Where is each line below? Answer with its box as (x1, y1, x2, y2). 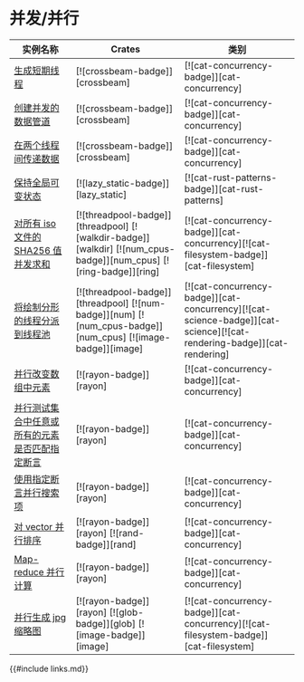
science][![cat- (184, 325, 251, 338)
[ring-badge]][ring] (75, 264, 160, 277)
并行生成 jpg (14, 610, 66, 623)
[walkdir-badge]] (75, 231, 151, 244)
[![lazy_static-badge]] (75, 177, 170, 189)
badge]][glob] (75, 617, 137, 629)
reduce (14, 565, 44, 578)
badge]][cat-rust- (184, 182, 264, 195)
